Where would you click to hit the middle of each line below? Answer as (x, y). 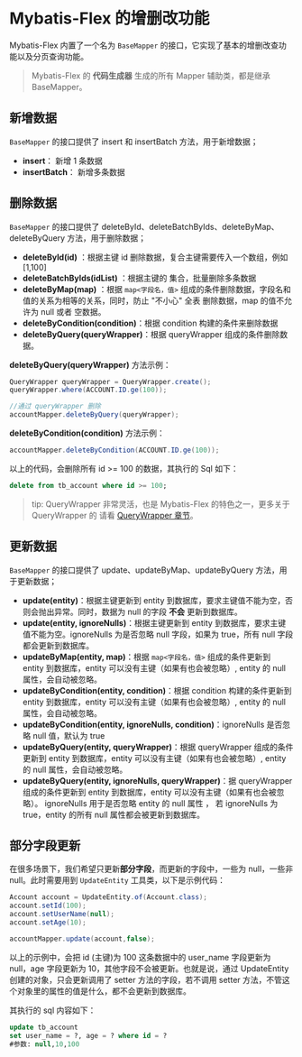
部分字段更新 (45, 846)
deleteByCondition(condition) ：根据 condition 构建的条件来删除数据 (150, 323)
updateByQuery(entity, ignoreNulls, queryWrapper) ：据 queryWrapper (157, 780)
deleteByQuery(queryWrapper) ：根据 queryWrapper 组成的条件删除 (151, 334)
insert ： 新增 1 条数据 (63, 161)
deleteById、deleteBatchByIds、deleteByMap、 (190, 226)
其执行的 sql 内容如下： (53, 1010)
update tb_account (44, 1027)
